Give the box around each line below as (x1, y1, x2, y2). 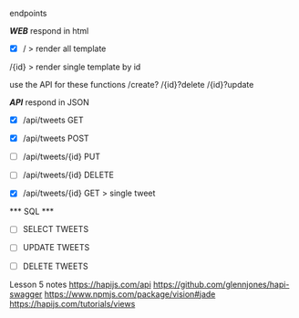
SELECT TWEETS (22, 224, 89, 235)
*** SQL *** (9, 206, 55, 217)
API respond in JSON (9, 97, 89, 108)
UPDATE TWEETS (22, 242, 90, 253)
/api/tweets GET (22, 114, 84, 126)
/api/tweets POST (22, 132, 89, 144)
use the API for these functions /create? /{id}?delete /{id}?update (9, 79, 254, 90)
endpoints (9, 8, 47, 18)
